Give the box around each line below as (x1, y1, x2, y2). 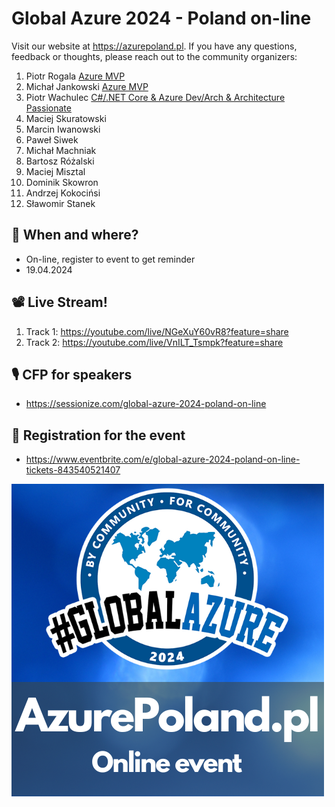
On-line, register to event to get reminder (25, 253, 196, 265)
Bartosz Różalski (25, 155, 95, 167)
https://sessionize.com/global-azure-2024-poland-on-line (25, 398, 267, 410)
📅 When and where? (11, 227, 139, 244)
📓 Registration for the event (11, 427, 186, 444)
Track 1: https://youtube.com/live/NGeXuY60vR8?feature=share (25, 325, 289, 337)
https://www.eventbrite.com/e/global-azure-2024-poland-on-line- (25, 453, 301, 466)
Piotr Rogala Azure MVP (25, 70, 126, 82)
